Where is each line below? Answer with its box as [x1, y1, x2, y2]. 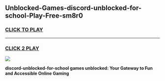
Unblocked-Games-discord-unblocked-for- [5, 4, 142, 12]
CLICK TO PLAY [5, 27, 43, 33]
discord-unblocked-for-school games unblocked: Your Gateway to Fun [5, 65, 153, 71]
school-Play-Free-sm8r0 [5, 12, 83, 20]
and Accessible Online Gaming [5, 70, 69, 76]
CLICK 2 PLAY [5, 45, 39, 52]
